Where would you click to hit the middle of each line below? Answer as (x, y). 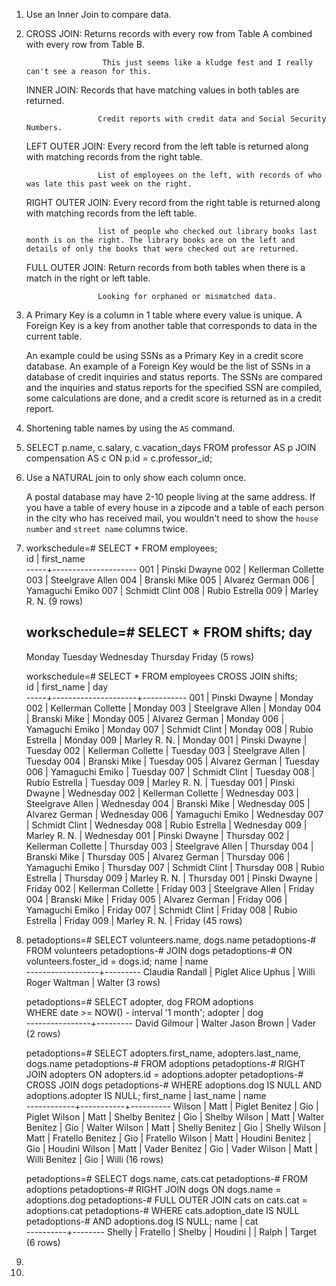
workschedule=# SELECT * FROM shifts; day (169, 632)
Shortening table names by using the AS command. (130, 428)
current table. (54, 336)
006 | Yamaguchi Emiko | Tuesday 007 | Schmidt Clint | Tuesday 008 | (170, 771)
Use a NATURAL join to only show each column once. (136, 477)
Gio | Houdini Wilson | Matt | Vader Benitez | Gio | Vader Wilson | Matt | (171, 1148)
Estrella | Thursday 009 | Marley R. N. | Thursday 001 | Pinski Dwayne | (172, 878)
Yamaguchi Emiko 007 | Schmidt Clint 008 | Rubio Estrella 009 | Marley (172, 590)
